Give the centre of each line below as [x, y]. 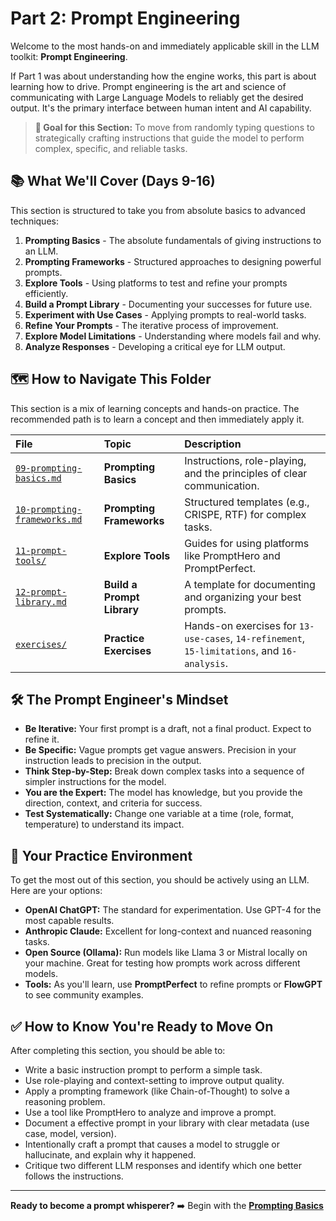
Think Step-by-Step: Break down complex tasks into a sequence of [164, 771]
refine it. [42, 739]
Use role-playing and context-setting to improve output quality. [154, 1080]
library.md [41, 601]
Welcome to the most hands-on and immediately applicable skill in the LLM [165, 46]
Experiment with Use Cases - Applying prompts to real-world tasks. [165, 314]
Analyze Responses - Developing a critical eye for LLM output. [155, 346]
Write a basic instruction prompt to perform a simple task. [143, 1070]
